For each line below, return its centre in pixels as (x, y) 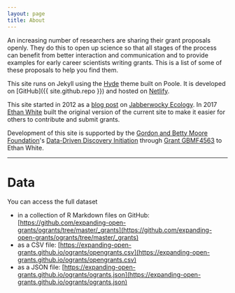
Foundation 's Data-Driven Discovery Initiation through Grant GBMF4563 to (115, 140)
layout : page (26, 14)
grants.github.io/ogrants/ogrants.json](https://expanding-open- (109, 275)
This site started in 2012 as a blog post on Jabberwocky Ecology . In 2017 (112, 104)
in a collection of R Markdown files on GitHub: (84, 215)
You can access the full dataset (52, 202)
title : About (26, 20)
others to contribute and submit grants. (64, 119)
